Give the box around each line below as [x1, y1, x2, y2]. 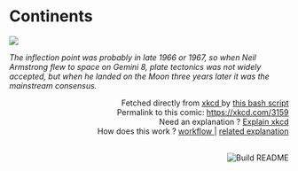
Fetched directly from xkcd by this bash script [121, 97, 289, 108]
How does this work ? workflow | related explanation [97, 126, 289, 136]
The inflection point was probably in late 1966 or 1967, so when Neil [9, 51, 257, 63]
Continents [9, 6, 93, 27]
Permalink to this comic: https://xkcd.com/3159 [116, 106, 289, 117]
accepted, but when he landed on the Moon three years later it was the [9, 71, 271, 82]
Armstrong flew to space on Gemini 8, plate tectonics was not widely [9, 61, 262, 72]
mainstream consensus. [9, 80, 98, 90]
